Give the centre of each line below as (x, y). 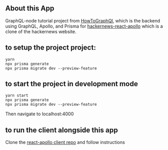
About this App (30, 8)
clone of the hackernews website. (41, 31)
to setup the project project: (51, 48)
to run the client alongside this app (62, 130)
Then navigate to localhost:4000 (40, 114)
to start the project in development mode (72, 84)
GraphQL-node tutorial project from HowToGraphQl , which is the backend (83, 20)
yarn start (17, 96)
